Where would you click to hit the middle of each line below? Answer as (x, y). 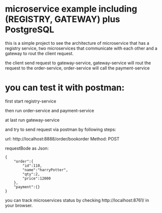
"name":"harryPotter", (45, 170)
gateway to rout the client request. (39, 53)
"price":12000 (37, 178)
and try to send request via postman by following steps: (61, 129)
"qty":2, (31, 174)
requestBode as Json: (27, 148)
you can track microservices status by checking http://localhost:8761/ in (77, 200)
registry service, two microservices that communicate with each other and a (81, 48)
